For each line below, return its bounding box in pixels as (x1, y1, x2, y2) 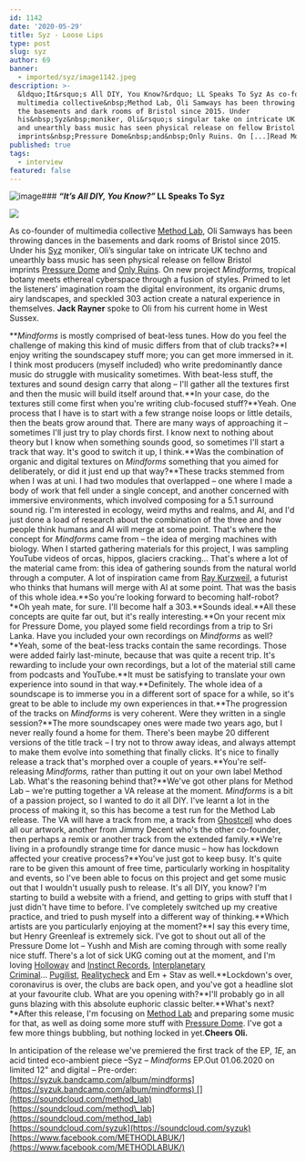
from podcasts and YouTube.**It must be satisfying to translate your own (9, 669, 286, 680)
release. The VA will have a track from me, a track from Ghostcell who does (9, 815, 292, 826)
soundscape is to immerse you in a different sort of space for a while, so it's (9, 689, 294, 700)
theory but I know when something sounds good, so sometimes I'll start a (9, 437, 285, 447)
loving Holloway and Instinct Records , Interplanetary (9, 960, 206, 971)
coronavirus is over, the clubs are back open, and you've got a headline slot (9, 979, 293, 990)
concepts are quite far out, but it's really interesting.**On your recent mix (9, 612, 286, 622)
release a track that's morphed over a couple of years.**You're (9, 756, 248, 767)
